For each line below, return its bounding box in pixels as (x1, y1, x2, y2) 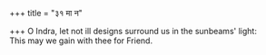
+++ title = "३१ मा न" (9, 8, 84, 18)
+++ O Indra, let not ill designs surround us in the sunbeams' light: (9, 26, 257, 36)
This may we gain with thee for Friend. (9, 35, 153, 46)
